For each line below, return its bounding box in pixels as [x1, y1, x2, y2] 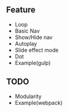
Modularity [14, 93, 42, 100]
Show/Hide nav [14, 33, 52, 41]
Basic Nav [14, 27, 40, 34]
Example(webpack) [14, 99, 63, 106]
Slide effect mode [14, 46, 58, 54]
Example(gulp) [14, 59, 51, 66]
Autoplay [14, 40, 38, 47]
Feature [6, 5, 36, 15]
